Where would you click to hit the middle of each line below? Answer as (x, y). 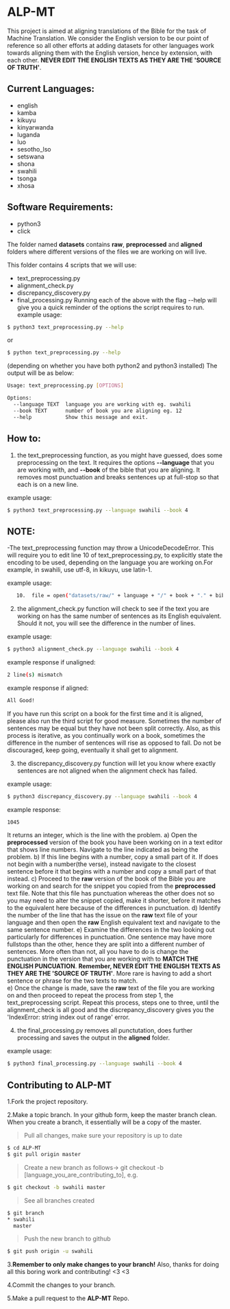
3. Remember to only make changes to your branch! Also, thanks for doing (113, 1264)
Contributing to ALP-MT (59, 1085)
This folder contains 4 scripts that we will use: (72, 265)
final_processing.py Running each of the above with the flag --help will (117, 300)
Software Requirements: (60, 207)
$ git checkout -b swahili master (56, 1187)
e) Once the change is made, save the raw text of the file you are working (111, 988)
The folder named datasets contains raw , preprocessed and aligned (105, 244)
